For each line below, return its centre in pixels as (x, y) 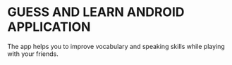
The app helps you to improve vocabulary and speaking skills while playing (116, 46)
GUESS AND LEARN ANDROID (96, 12)
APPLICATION (49, 27)
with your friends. (33, 54)
